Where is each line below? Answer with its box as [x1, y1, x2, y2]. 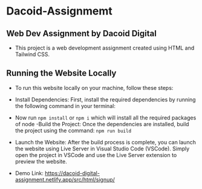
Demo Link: [15, 169, 44, 176]
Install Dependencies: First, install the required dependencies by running [15, 95, 196, 103]
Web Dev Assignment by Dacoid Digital [6, 28, 157, 39]
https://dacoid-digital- [44, 169, 100, 176]
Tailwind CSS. [15, 51, 50, 58]
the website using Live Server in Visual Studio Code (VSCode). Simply [15, 145, 190, 152]
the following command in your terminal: [15, 102, 116, 109]
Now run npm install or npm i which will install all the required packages [15, 114, 197, 121]
